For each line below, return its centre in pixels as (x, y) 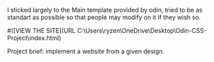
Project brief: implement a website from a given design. (86, 51)
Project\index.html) (34, 38)
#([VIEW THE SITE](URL (41, 31)
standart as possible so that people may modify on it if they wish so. (104, 17)
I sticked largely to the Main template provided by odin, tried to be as (105, 10)
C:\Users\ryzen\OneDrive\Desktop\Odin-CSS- (142, 31)
